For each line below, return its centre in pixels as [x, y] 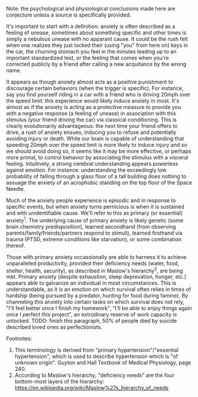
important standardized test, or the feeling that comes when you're [88, 58]
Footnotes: [19, 339]
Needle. [16, 189]
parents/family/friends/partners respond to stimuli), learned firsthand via [94, 233]
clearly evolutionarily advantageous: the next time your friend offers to [92, 126]
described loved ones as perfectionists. [54, 327]
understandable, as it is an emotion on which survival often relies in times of [99, 289]
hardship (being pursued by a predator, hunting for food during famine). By [97, 296]
